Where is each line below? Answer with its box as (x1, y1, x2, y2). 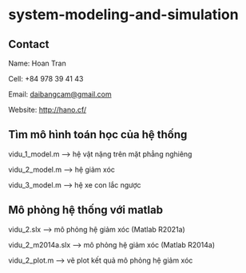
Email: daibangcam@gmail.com (8, 89, 112, 99)
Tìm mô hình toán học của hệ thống (8, 128, 188, 141)
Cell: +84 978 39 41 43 (8, 74, 84, 83)
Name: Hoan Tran (8, 58, 66, 68)
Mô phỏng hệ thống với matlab (8, 204, 164, 217)
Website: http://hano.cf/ (8, 105, 86, 114)
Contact (8, 38, 50, 51)
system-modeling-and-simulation (8, 6, 239, 24)
